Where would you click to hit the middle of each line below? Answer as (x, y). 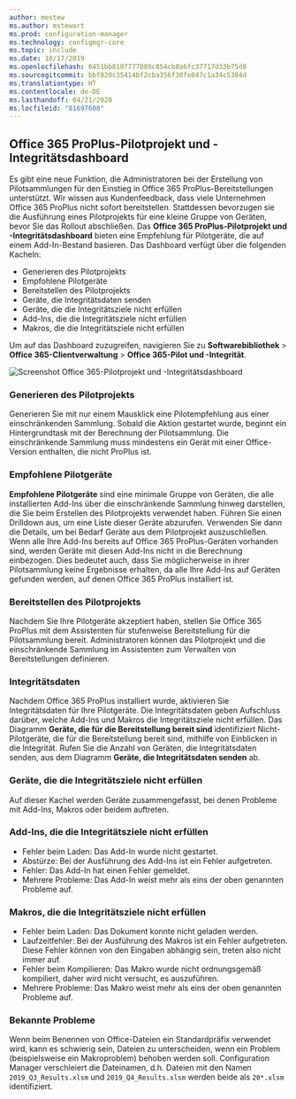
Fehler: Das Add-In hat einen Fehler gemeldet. (106, 870)
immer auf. (42, 960)
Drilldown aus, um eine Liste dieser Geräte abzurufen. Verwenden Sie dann (146, 522)
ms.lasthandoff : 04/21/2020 (61, 100)
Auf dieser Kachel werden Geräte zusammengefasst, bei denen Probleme (143, 799)
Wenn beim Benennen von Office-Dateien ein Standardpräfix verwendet (140, 1040)
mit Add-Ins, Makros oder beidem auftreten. (89, 809)
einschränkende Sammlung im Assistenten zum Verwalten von (123, 649)
